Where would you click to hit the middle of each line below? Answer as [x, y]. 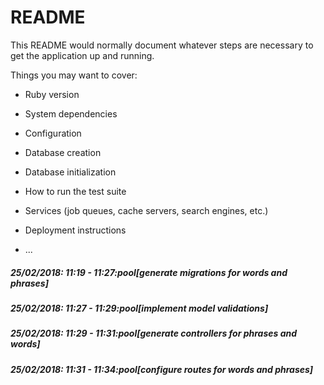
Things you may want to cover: [74, 75]
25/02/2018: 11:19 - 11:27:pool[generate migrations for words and [149, 272]
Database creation [63, 152]
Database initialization [70, 172]
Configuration [53, 133]
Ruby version [52, 94]
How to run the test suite [75, 191]
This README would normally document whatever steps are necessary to [162, 45]
